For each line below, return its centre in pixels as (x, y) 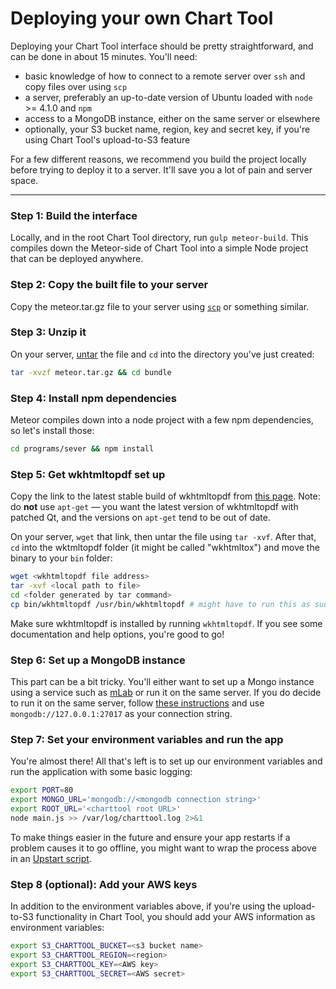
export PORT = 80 (42, 790)
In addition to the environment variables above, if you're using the (146, 906)
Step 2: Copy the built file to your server (109, 285)
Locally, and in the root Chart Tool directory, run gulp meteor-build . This (159, 238)
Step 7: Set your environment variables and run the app (147, 739)
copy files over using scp (76, 86)
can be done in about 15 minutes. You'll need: (104, 56)
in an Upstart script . (51, 858)
